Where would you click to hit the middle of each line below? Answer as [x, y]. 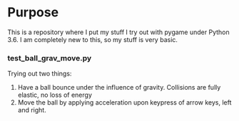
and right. [32, 110]
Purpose [33, 12]
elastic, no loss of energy [55, 95]
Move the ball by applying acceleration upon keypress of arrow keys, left [124, 102]
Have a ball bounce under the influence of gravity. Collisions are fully [119, 88]
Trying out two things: [40, 74]
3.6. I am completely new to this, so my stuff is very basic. [93, 39]
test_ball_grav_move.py [50, 58]
